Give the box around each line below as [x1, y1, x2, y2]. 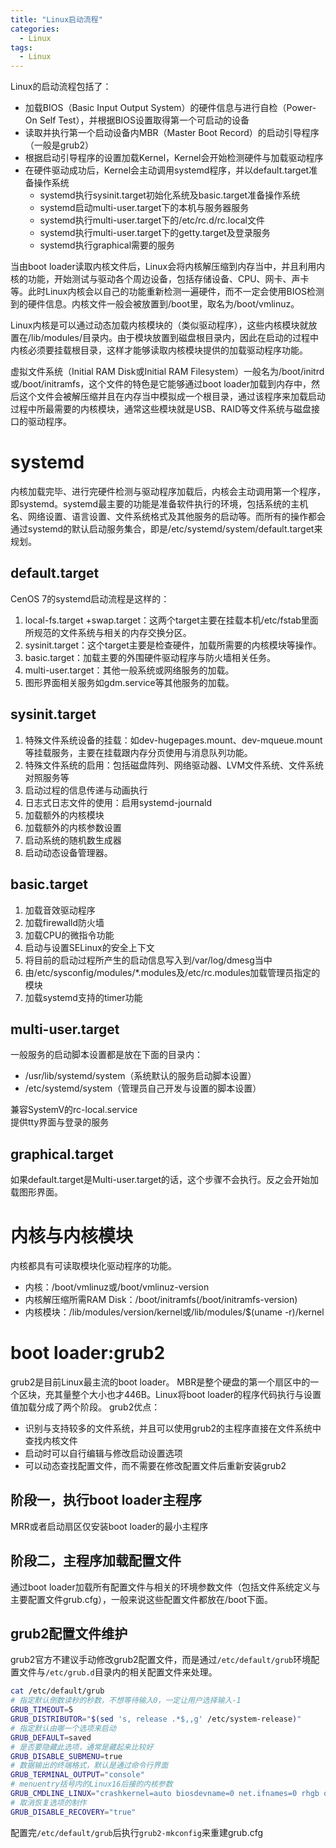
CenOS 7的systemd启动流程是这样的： [10, 592, 170, 605]
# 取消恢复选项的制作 [10, 1797, 87, 1808]
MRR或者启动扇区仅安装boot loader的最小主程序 [10, 1520, 209, 1532]
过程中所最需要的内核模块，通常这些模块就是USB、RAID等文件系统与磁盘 [10, 403, 312, 415]
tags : [10, 42, 33, 53]
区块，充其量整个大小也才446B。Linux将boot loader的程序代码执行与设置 [18, 1389, 322, 1400]
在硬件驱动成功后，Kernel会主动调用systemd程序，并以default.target [24, 164, 310, 176]
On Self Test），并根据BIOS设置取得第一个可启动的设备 [24, 114, 250, 126]
